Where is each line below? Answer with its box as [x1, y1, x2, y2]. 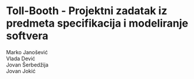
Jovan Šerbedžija [6, 61, 49, 68]
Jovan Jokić [6, 67, 36, 74]
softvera [6, 29, 48, 42]
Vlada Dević [6, 55, 35, 62]
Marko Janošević [6, 48, 48, 55]
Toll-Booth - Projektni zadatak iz [6, 4, 167, 18]
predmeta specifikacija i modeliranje [6, 17, 189, 30]
